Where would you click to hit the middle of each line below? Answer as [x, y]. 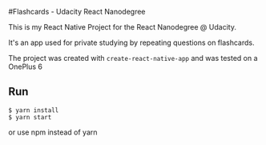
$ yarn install [34, 110]
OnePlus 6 [25, 66]
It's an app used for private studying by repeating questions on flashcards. [131, 42]
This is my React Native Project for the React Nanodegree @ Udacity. [122, 27]
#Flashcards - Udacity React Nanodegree [77, 12]
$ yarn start [30, 117]
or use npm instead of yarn [53, 132]
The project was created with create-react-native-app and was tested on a [133, 58]
